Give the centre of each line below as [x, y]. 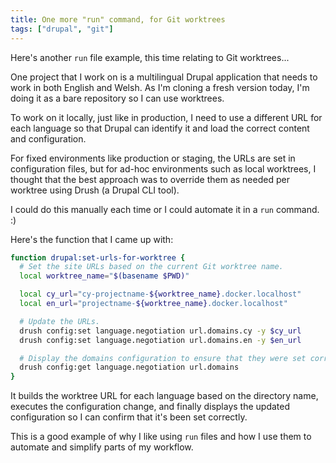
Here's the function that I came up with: [92, 239]
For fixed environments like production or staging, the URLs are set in [153, 158]
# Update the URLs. [60, 321]
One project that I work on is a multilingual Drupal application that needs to [164, 77]
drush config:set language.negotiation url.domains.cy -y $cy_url [160, 331]
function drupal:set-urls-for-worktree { [98, 257]
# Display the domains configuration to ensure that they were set [163, 358]
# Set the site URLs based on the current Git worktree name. [151, 267]
